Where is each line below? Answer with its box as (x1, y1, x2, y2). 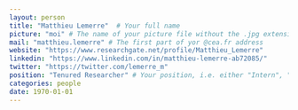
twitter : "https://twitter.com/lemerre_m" (9, 63, 169, 72)
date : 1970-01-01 (9, 87, 74, 96)
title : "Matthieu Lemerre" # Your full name (9, 21, 180, 30)
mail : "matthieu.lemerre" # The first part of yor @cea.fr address (9, 37, 264, 47)
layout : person (9, 12, 66, 22)
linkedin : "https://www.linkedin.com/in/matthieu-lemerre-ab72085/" (9, 54, 268, 63)
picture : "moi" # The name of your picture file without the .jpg (9, 29, 260, 38)
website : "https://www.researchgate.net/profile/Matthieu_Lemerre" (9, 46, 264, 55)
